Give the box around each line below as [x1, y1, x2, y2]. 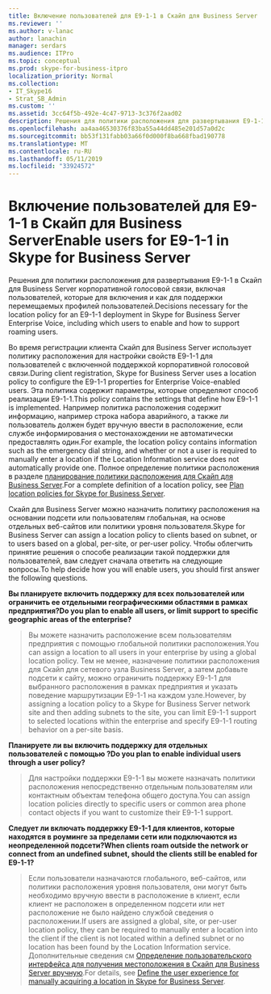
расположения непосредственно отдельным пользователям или [27, 782, 252, 792]
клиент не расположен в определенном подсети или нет [27, 899, 225, 909]
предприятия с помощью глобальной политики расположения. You [27, 639, 260, 649]
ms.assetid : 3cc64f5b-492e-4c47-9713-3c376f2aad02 [8, 110, 182, 118]
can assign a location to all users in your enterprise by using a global [27, 648, 256, 658]
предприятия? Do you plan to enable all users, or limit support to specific [8, 606, 259, 615]
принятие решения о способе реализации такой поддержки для [8, 548, 231, 557]
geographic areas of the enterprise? [8, 615, 131, 624]
